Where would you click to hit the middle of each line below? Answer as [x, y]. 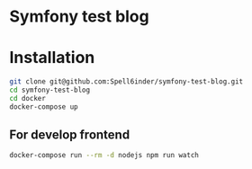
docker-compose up [44, 107]
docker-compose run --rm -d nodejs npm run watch [104, 156]
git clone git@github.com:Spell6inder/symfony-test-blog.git [126, 82]
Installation [52, 58]
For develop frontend [70, 135]
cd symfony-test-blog [50, 90]
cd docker [28, 98]
